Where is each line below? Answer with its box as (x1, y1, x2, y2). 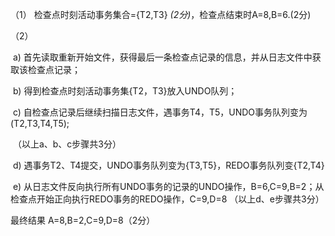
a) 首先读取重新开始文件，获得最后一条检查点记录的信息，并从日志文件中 (12, 51, 313, 63)
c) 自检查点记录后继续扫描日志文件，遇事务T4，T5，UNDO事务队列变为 (12, 106, 308, 118)
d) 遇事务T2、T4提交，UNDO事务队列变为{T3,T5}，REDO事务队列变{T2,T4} (12, 159, 325, 171)
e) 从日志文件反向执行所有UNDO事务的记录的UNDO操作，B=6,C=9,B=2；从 (12, 181, 325, 192)
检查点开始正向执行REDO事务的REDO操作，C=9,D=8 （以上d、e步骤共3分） (10, 193, 325, 205)
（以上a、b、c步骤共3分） (12, 138, 122, 150)
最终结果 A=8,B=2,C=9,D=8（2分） (10, 214, 156, 226)
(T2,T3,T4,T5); (10, 118, 70, 129)
